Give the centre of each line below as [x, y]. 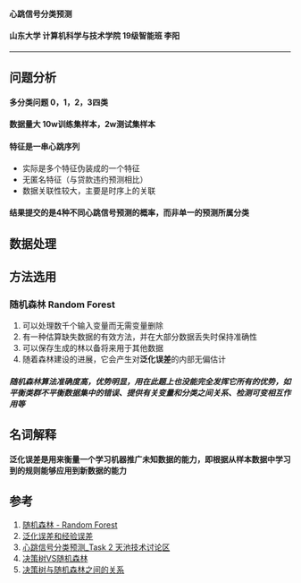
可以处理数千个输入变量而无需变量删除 [92, 326]
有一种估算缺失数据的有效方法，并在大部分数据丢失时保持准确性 [139, 337]
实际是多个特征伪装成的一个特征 [81, 168]
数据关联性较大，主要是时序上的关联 [89, 190]
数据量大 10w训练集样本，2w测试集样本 [83, 124]
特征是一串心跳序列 [45, 146]
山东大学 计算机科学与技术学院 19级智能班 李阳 [95, 36]
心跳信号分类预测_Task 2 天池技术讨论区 [96, 547]
